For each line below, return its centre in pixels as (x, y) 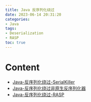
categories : (17, 19)
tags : (11, 29)
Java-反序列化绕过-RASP (38, 94)
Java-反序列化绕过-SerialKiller (43, 82)
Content (22, 67)
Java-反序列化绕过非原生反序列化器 (49, 88)
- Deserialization (24, 33)
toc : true (15, 43)
